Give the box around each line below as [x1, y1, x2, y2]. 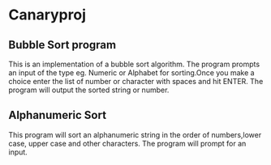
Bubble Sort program [8, 38, 116, 52]
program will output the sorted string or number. [8, 85, 170, 95]
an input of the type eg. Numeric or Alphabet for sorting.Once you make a [8, 68, 255, 78]
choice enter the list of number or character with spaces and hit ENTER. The [8, 77, 264, 86]
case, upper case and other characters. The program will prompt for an [8, 138, 247, 148]
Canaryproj [8, 6, 87, 24]
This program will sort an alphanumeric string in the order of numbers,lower [8, 129, 262, 139]
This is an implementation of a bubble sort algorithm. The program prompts [8, 59, 260, 69]
